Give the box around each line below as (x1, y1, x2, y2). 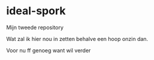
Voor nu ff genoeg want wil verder (6, 46, 91, 54)
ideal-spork (6, 4, 66, 18)
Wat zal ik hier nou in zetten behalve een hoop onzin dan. (6, 35, 149, 42)
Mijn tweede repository (6, 24, 64, 31)
